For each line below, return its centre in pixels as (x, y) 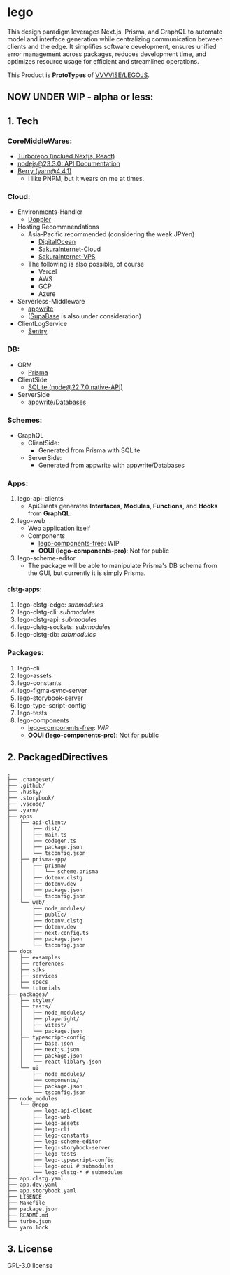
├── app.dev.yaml (33, 1185)
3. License (30, 1249)
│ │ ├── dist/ (34, 828)
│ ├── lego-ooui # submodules (60, 1166)
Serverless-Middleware (51, 302)
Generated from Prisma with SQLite (89, 450)
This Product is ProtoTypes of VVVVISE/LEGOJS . (79, 75)
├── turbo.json (29, 1221)
